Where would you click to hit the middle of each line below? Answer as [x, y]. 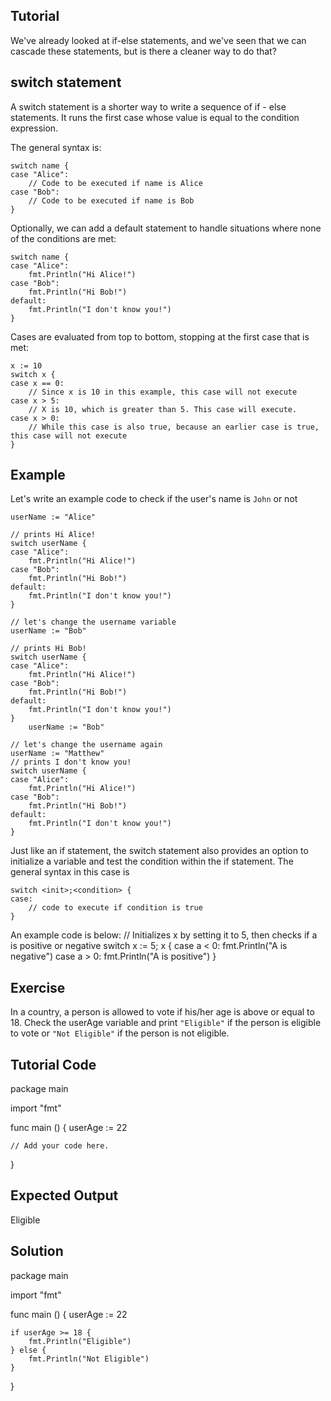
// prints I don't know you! [71, 762]
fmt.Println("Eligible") [80, 1341]
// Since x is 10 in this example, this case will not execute [163, 392]
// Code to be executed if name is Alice [115, 183]
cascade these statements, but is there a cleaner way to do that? [143, 51]
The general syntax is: [56, 147]
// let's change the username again [86, 745]
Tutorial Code [53, 1064]
